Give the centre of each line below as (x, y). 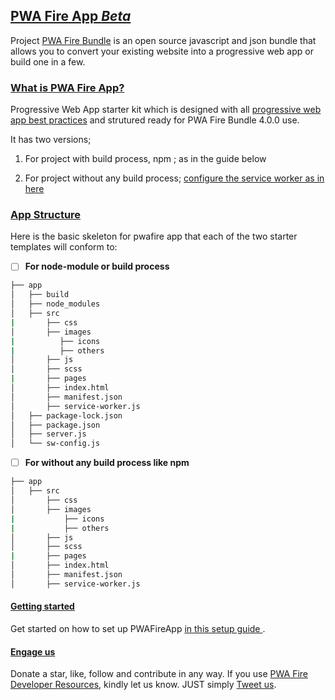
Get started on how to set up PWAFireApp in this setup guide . (138, 628)
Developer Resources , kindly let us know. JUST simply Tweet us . (143, 685)
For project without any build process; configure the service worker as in (174, 178)
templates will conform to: (64, 247)
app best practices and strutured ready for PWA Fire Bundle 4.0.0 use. (155, 120)
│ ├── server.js (48, 434)
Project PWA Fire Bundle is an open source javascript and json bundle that (163, 40)
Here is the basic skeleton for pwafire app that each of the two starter (154, 236)
